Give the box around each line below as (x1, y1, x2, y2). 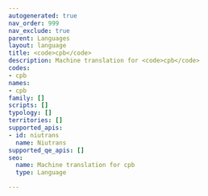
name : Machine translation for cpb (15, 161, 135, 169)
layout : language (8, 42, 67, 50)
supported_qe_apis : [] (8, 146, 85, 154)
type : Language (15, 169, 67, 177)
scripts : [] (8, 101, 48, 109)
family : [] (8, 94, 45, 102)
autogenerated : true (8, 11, 78, 20)
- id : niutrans (8, 131, 60, 139)
